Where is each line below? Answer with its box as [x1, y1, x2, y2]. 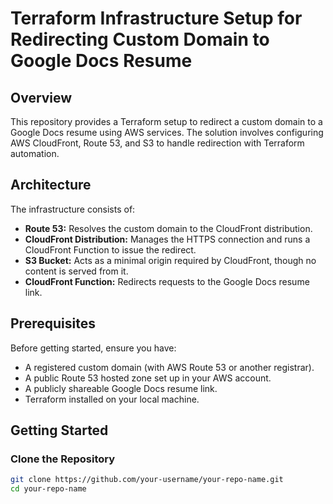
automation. [10, 148, 60, 159]
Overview [10, 89, 73, 106]
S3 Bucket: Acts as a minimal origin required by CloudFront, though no [24, 254, 317, 266]
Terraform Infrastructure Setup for [10, 7, 303, 30]
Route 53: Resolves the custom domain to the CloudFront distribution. [24, 222, 313, 234]
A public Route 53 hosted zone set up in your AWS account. [24, 372, 272, 384]
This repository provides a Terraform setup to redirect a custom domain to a [10, 116, 323, 127]
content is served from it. [24, 265, 129, 277]
